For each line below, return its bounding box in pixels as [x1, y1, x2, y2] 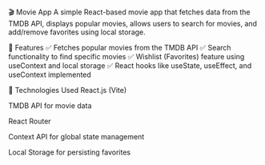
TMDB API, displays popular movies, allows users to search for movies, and [8, 19, 258, 28]
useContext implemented [8, 70, 92, 79]
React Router [8, 116, 51, 126]
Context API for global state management [8, 132, 145, 141]
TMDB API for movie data [8, 101, 92, 111]
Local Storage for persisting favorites [8, 147, 130, 157]
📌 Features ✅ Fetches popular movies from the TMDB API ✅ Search [8, 43, 231, 52]
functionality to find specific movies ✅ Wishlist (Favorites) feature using [8, 52, 245, 61]
